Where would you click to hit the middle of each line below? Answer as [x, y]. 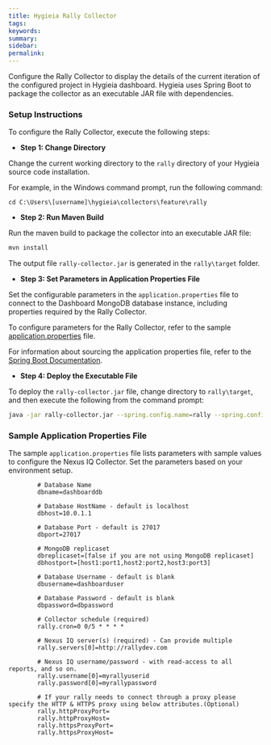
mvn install [28, 248]
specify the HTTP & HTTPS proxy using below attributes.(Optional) [124, 705]
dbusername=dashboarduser [81, 584]
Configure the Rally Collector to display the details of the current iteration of [134, 76]
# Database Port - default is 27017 [99, 528]
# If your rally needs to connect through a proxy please [137, 697]
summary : [23, 38]
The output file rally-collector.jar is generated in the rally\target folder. [134, 263]
